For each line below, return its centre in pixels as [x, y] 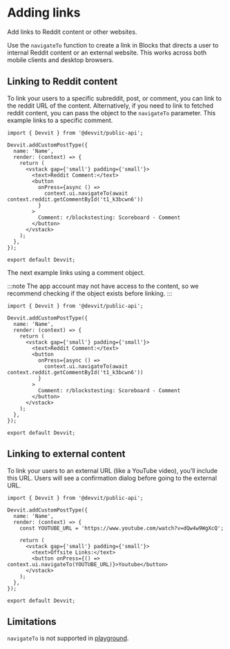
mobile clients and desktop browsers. [60, 59]
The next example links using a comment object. [76, 272]
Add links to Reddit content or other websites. [72, 32]
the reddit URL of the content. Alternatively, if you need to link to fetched [111, 106]
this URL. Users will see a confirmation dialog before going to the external [112, 478]
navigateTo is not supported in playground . [68, 638]
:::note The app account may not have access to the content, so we [103, 286]
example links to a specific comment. [60, 120]
